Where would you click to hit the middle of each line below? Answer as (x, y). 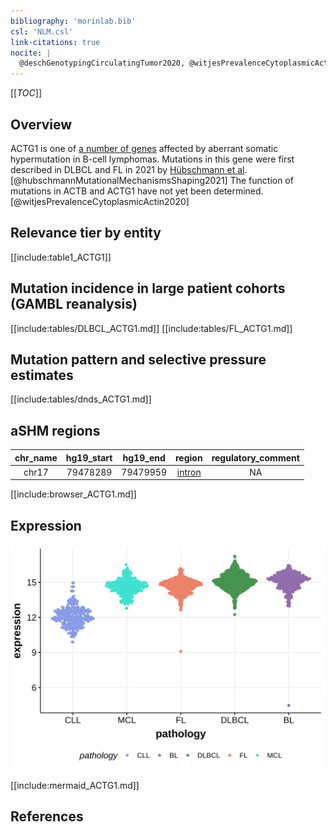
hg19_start (89, 457)
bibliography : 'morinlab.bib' (73, 21)
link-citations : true (55, 42)
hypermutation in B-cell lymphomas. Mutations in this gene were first (152, 159)
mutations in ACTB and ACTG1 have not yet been (111, 191)
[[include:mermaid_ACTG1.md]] (75, 786)
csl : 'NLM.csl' (42, 31)
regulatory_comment (255, 457)
